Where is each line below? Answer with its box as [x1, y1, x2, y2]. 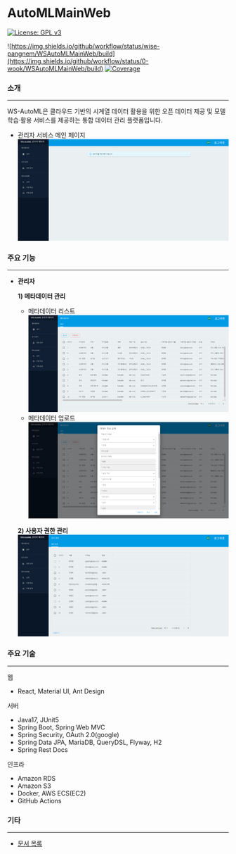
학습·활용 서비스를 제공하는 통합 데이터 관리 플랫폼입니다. [7, 116, 163, 125]
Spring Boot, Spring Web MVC [17, 723, 105, 731]
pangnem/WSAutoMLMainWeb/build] [7, 49, 115, 58]
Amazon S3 [17, 781, 51, 790]
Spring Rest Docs [17, 745, 68, 754]
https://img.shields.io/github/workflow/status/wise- [11, 42, 160, 50]
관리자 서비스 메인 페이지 [17, 131, 86, 139]
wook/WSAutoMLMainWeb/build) [7, 64, 104, 73]
